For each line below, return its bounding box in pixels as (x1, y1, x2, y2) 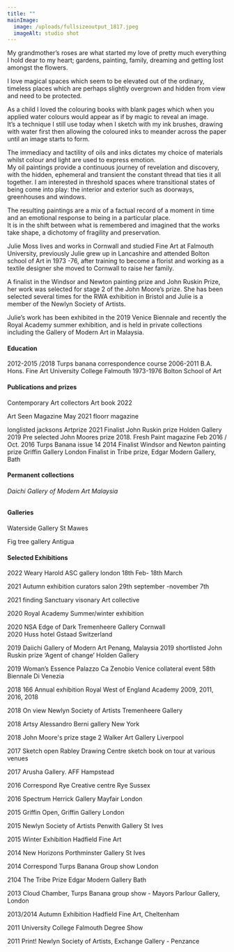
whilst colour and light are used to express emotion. (7, 156, 156, 164)
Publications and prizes (7, 383, 77, 391)
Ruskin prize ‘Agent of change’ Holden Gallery (7, 651, 139, 660)
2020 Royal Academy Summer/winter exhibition (7, 609, 144, 618)
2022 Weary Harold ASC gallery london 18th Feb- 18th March (7, 569, 183, 577)
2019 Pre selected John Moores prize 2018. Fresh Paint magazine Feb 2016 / (7, 432, 228, 441)
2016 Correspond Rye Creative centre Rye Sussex (7, 781, 151, 790)
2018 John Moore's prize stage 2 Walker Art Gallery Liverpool (7, 733, 185, 742)
